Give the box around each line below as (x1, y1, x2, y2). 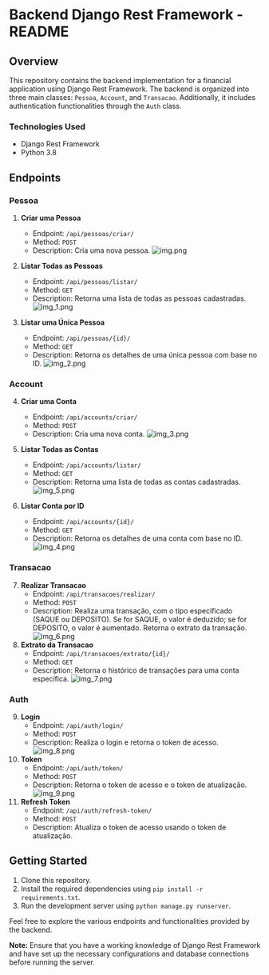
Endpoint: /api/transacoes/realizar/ (32, 589, 156, 598)
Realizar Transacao (20, 580, 87, 589)
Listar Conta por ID (20, 501, 85, 511)
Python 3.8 (20, 148, 57, 158)
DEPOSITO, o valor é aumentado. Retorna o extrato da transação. (32, 622, 247, 633)
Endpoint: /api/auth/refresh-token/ (32, 805, 152, 815)
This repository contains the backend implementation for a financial (9, 76, 231, 85)
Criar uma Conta (20, 397, 77, 406)
